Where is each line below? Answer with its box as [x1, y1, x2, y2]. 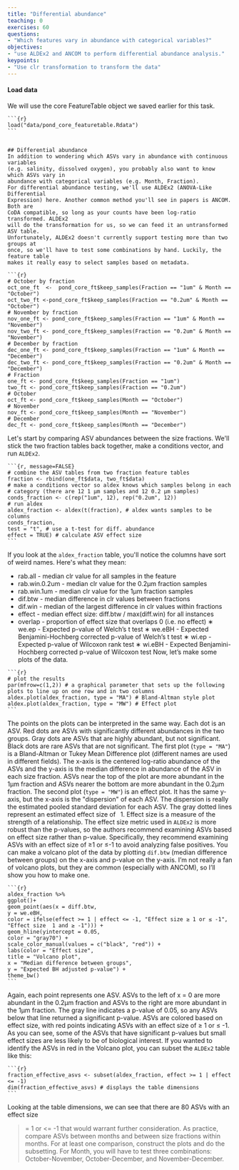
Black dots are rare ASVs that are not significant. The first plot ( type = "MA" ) [7, 742, 230, 750]
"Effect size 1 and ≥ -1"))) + [7, 922, 103, 929]
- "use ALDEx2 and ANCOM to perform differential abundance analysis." [7, 51, 225, 58]
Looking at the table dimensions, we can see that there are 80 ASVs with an [7, 1102, 230, 1111]
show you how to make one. [7, 870, 91, 879]
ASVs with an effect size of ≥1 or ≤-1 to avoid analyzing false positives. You [7, 840, 228, 849]
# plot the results [7, 675, 66, 682]
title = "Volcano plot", [7, 953, 81, 960]
